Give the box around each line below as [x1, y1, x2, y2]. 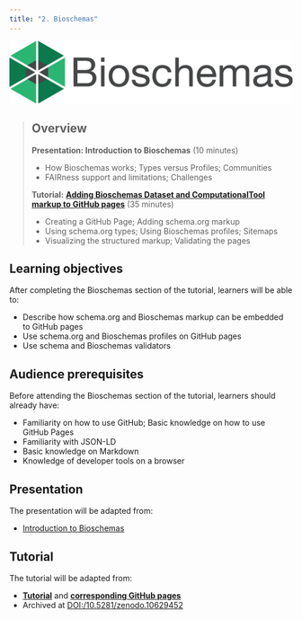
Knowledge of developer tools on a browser [22, 455, 185, 466]
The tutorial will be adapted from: [9, 572, 133, 583]
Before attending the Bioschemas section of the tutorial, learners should [9, 391, 276, 402]
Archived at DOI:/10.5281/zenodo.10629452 [22, 599, 184, 610]
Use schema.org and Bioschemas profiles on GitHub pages [22, 331, 242, 341]
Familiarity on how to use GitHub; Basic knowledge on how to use [22, 418, 266, 429]
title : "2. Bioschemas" [9, 14, 99, 23]
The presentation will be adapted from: [9, 506, 154, 517]
